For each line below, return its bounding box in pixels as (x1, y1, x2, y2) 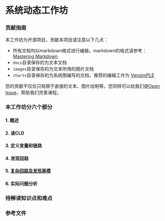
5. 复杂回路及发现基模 (5, 168, 51, 174)
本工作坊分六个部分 (5, 103, 53, 110)
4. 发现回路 (5, 155, 29, 161)
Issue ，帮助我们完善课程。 (5, 90, 61, 96)
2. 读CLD (5, 130, 25, 136)
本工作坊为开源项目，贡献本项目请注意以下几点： (5, 37, 108, 43)
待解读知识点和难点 (5, 194, 53, 202)
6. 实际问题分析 (5, 180, 38, 187)
